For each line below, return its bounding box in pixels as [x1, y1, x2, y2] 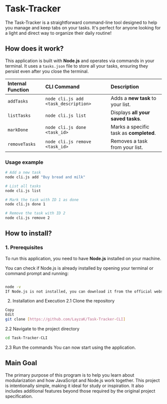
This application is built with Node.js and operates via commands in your [5, 58, 155, 64]
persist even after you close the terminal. [5, 68, 89, 74]
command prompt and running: [5, 270, 69, 276]
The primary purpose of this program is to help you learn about [5, 372, 134, 378]
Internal [7, 80, 26, 87]
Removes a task [110, 137, 148, 144]
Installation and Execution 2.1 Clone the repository [12, 298, 115, 304]
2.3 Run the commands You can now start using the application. [5, 344, 136, 350]
